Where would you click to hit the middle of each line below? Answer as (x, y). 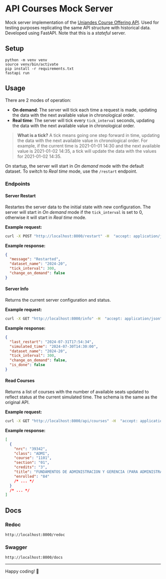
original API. (18, 402)
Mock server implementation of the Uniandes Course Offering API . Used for (82, 22)
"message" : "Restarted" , (35, 259)
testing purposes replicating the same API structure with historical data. (78, 27)
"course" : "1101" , (33, 458)
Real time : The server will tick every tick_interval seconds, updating (83, 120)
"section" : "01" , (32, 463)
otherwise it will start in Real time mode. (46, 217)
